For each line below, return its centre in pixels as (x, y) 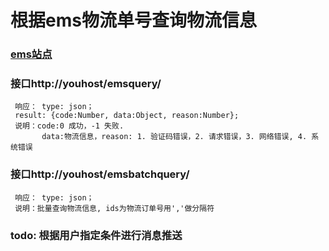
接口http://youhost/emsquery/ (86, 84)
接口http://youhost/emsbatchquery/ (100, 174)
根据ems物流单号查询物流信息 (133, 20)
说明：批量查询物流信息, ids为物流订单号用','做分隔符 (114, 208)
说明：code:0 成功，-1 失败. (69, 126)
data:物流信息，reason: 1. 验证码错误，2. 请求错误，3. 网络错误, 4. (174, 137)
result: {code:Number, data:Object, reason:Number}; (127, 116)
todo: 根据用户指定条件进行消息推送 (96, 235)
